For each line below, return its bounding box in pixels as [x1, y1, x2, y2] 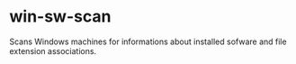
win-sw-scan [9, 6, 112, 27]
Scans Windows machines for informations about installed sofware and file [9, 36, 287, 47]
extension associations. [9, 45, 97, 56]
